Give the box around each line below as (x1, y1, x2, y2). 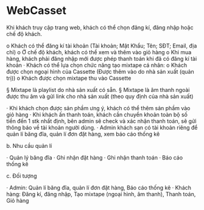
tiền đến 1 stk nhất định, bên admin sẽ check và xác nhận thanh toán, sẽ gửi (6, 117, 197, 125)
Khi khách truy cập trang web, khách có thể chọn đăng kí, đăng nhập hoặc (6, 24, 194, 31)
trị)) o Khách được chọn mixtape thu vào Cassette (6, 74, 132, 82)
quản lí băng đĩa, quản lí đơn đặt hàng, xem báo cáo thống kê (6, 130, 160, 138)
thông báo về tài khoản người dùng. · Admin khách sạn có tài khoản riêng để (6, 124, 198, 131)
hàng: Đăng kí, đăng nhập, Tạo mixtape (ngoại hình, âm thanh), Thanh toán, (6, 190, 196, 198)
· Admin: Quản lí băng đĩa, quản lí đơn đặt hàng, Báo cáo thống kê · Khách (6, 184, 192, 191)
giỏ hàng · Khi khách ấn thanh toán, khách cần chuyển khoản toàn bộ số (6, 111, 188, 118)
